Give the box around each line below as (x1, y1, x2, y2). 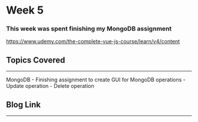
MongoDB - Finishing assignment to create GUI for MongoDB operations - (6, 76, 186, 83)
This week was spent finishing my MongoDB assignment (6, 25, 172, 33)
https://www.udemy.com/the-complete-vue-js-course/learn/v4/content (6, 38, 180, 45)
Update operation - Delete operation (6, 83, 94, 90)
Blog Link (6, 100, 41, 110)
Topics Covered (6, 55, 65, 65)
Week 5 (6, 4, 44, 17)
